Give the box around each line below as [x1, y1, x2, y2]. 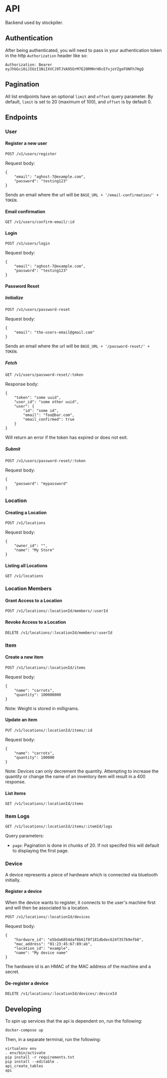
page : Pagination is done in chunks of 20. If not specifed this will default [12, 842, 160, 848]
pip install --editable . [5, 1059, 59, 1064]
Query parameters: [5, 833, 44, 839]
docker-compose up [5, 1028, 43, 1033]
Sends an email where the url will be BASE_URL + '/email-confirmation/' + [5, 192, 159, 198]
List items [5, 790, 26, 796]
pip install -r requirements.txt [5, 1055, 75, 1060]
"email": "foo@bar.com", [23, 413, 75, 418]
